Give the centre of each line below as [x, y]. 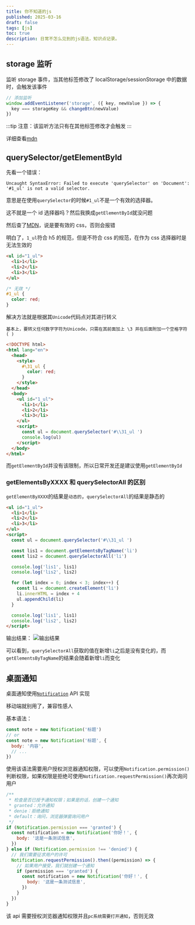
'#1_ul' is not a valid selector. [48, 189]
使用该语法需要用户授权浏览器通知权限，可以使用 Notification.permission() [98, 769]
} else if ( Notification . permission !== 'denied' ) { [72, 849]
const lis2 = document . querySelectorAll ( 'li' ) [69, 556]
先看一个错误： [24, 172]
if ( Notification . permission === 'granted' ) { [64, 828]
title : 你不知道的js [29, 11]
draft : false [22, 22]
